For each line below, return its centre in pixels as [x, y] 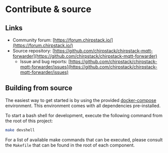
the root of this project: [29, 121]
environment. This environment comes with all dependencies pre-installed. [83, 106]
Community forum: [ [33, 40]
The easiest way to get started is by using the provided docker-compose [81, 100]
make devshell [20, 130]
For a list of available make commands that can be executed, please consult [84, 139]
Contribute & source [48, 9]
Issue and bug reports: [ [45, 61]
